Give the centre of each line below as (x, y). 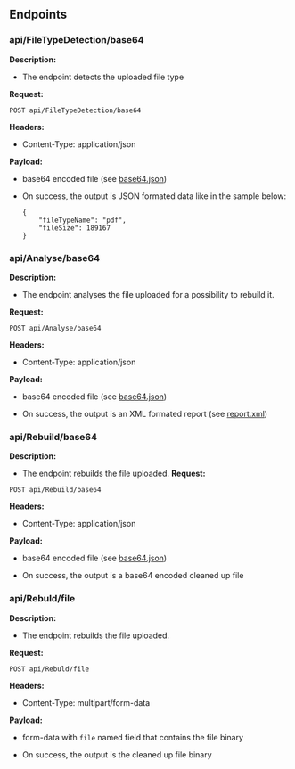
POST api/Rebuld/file (49, 669)
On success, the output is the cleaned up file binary (117, 754)
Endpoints (38, 15)
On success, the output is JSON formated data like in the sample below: (154, 196)
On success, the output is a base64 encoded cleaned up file (133, 576)
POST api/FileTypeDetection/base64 (75, 110)
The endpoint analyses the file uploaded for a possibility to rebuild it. (148, 294)
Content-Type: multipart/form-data (86, 702)
